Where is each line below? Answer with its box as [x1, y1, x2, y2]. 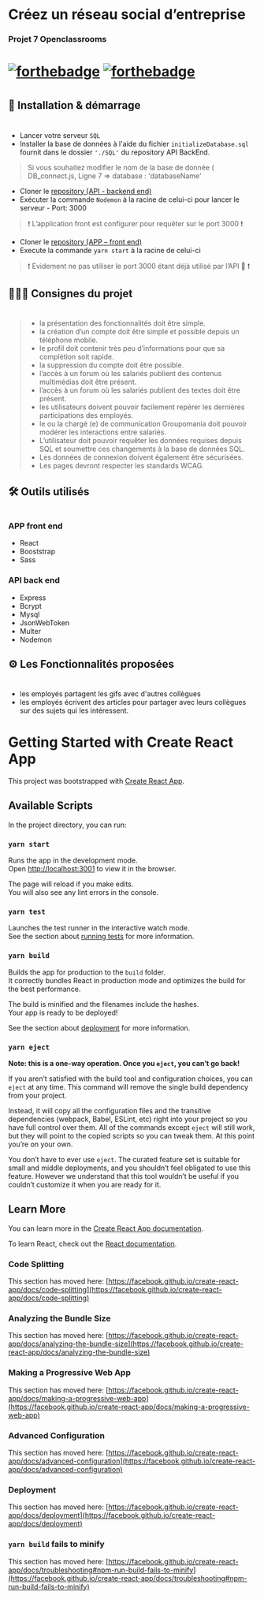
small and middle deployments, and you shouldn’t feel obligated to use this [8, 1163, 251, 1172]
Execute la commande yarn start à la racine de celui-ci [19, 245, 201, 255]
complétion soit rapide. [39, 352, 114, 362]
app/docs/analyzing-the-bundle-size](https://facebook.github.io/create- [8, 1339, 244, 1349]
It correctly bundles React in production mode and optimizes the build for [8, 975, 246, 985]
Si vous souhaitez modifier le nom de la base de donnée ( [27, 162, 214, 172]
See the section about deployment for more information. [8, 1023, 191, 1032]
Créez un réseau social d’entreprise [8, 6, 246, 24]
